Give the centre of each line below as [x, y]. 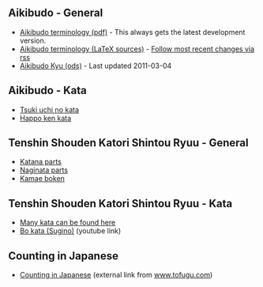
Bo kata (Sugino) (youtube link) [70, 231]
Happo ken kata [45, 118]
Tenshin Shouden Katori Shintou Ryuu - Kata [120, 204]
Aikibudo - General [56, 13]
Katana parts [40, 162]
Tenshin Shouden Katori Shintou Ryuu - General [128, 143]
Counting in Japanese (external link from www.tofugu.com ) [116, 275]
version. [33, 40]
